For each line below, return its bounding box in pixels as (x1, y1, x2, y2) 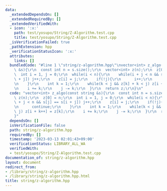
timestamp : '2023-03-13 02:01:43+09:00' (9, 137, 94, 142)
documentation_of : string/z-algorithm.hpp (5, 155, 94, 160)
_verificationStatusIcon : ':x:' (9, 49, 77, 54)
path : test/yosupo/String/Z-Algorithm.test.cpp (14, 30, 114, 35)
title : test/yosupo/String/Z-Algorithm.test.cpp (14, 35, 117, 40)
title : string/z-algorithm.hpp (5, 179, 70, 184)
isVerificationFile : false (9, 123, 66, 128)
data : (5, 7, 16, 12)
